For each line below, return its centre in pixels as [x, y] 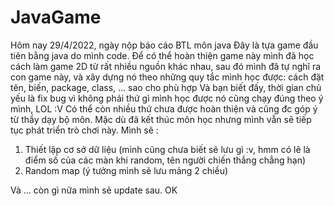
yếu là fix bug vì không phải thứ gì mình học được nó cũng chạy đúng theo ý [167, 98]
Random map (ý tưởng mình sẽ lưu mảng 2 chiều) [126, 170]
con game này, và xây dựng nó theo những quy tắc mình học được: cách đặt [167, 77]
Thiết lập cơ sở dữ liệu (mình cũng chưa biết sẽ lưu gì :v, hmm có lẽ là [167, 149]
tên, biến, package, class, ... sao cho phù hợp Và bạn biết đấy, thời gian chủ [166, 87]
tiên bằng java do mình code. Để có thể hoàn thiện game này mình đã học [162, 55]
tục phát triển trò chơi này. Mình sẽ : [84, 130]
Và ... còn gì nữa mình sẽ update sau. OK [94, 190]
